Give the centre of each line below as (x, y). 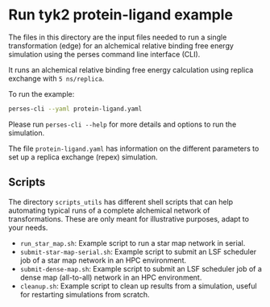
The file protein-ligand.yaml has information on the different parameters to (134, 148)
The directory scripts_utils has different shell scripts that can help (121, 201)
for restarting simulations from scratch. (85, 294)
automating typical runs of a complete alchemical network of (109, 210)
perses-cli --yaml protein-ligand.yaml (75, 109)
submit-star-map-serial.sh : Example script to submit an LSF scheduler (138, 251)
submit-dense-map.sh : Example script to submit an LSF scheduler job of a (141, 268)
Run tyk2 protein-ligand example (121, 15)
